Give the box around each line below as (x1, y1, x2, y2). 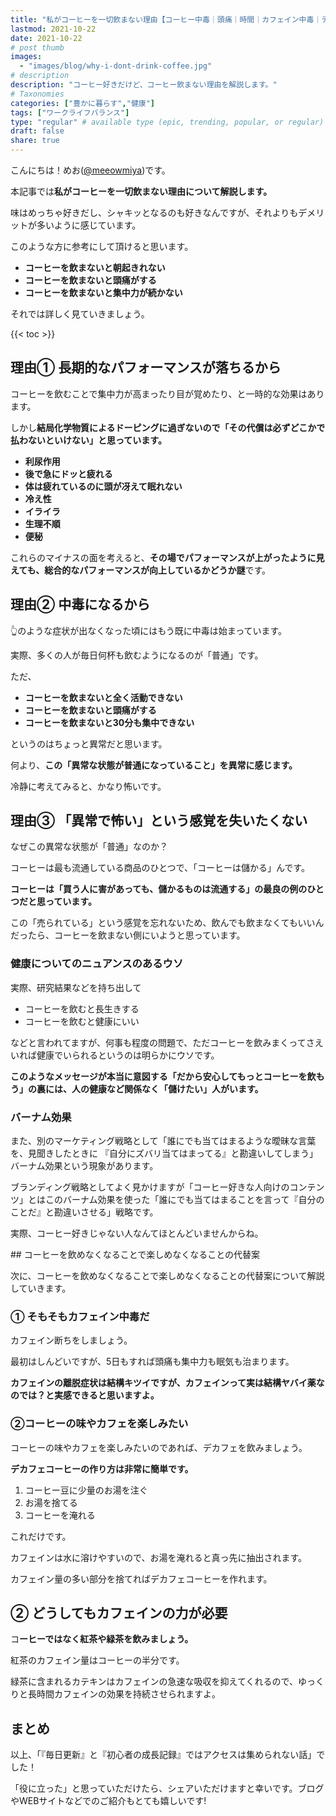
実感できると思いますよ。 (53, 1389, 160, 1401)
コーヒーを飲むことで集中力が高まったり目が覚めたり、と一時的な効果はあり (10, 387, 325, 400)
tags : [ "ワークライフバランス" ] (10, 107, 130, 118)
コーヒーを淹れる (24, 1509, 96, 1521)
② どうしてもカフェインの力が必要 (10, 1605, 228, 1622)
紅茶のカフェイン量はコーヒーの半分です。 (10, 1654, 185, 1666)
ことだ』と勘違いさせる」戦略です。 (10, 1206, 159, 1218)
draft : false (10, 126, 65, 136)
